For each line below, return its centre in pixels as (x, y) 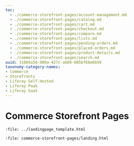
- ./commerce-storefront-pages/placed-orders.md (63, 48)
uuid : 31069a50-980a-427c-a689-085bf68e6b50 (53, 62)
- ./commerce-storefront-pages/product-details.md (65, 53)
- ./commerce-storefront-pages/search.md (55, 57)
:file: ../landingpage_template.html (46, 130)
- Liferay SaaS (21, 91)
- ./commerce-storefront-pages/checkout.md (57, 29)
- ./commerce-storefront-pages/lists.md (53, 39)
